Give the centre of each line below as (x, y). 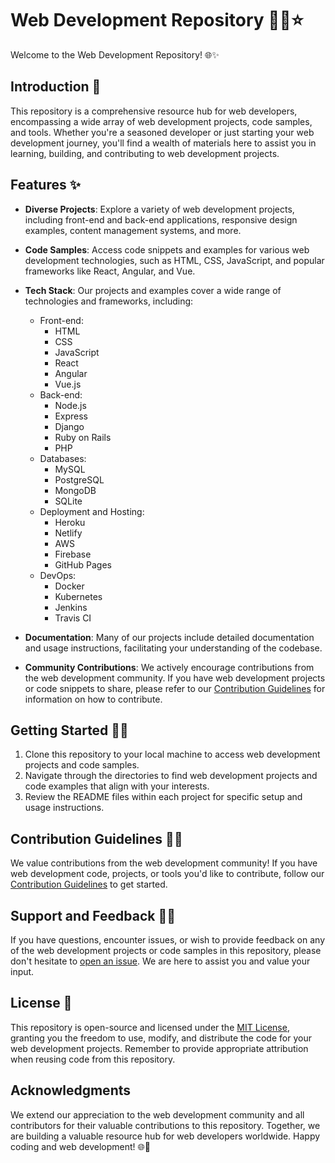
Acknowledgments (71, 1090)
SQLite (68, 501)
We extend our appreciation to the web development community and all (157, 1114)
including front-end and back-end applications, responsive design (161, 219)
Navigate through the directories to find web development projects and (171, 776)
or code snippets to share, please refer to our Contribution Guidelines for (175, 688)
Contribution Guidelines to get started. (89, 884)
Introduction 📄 (56, 87)
